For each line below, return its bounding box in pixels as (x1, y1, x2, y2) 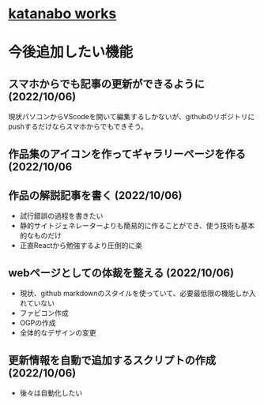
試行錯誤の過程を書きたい (19, 211, 104, 221)
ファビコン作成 (19, 309, 69, 318)
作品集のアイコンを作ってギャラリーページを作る (8, 147, 247, 160)
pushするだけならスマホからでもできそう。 (8, 122, 149, 131)
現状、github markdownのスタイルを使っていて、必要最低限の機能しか (19, 289, 250, 298)
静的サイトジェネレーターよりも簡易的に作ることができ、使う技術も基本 (19, 221, 255, 231)
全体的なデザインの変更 (19, 328, 96, 338)
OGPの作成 (19, 318, 56, 328)
